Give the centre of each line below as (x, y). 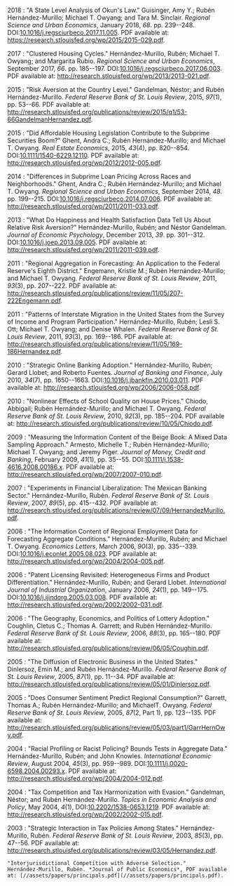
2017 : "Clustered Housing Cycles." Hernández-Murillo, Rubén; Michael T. (113, 53)
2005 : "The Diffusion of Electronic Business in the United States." (103, 662)
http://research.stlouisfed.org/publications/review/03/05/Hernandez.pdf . (112, 850)
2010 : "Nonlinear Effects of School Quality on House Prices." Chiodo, (108, 401)
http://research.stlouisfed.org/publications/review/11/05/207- (95, 293)
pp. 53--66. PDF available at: (49, 104)
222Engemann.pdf (34, 300)
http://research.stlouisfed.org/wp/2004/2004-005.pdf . (86, 561)
